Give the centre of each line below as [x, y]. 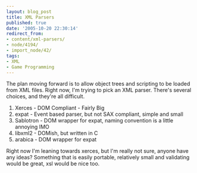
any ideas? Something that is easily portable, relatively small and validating [98, 158]
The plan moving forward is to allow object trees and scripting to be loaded [98, 84]
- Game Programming [30, 67]
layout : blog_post [29, 12]
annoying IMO [32, 127]
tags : [13, 56]
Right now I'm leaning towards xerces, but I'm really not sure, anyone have [98, 151]
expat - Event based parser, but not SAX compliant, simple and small [99, 114]
